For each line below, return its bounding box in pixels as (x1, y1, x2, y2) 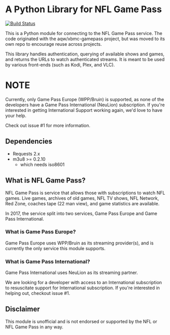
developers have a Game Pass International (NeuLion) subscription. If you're (5, 102, 165, 108)
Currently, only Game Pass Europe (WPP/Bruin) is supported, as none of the (5, 96, 164, 102)
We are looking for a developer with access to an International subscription (5, 280, 162, 286)
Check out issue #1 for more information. (5, 122, 90, 128)
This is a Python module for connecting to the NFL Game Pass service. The (5, 30, 162, 36)
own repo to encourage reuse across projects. (5, 41, 103, 47)
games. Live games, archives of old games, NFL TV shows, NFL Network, (5, 195, 159, 201)
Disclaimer (5, 305, 40, 314)
